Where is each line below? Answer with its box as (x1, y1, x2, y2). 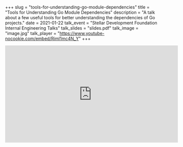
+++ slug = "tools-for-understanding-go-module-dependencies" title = (5, 4, 150, 10)
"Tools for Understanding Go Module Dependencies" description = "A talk (5, 9, 155, 15)
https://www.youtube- (59, 31, 105, 36)
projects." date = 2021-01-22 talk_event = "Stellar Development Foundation (5, 20, 158, 26)
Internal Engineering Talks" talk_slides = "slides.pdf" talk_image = (5, 25, 139, 31)
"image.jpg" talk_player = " (5, 31, 60, 36)
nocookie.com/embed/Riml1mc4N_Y (5, 36, 79, 41)
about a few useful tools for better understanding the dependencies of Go (5, 15, 155, 20)
